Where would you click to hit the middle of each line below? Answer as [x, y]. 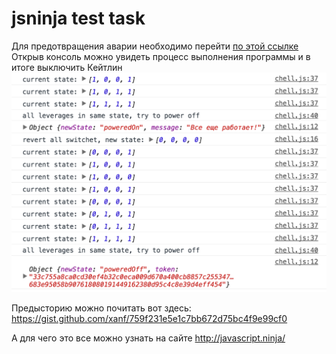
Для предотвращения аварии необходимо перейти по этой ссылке [155, 46]
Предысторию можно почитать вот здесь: [101, 308]
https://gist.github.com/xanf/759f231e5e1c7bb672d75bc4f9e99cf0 [149, 318]
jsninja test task [78, 18]
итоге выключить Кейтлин [67, 67]
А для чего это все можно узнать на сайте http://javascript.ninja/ [148, 338]
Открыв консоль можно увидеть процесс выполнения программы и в [161, 56]
